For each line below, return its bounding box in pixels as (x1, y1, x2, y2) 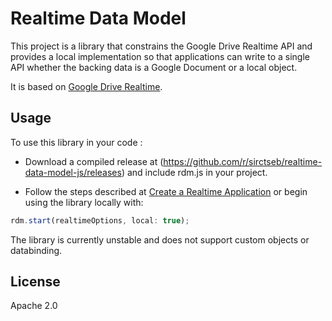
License (10, 273, 61, 291)
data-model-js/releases (24, 166, 122, 178)
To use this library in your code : (10, 136, 143, 148)
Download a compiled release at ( (24, 155, 164, 167)
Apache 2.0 (10, 300, 58, 312)
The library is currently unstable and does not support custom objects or (10, 233, 310, 246)
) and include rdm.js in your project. (121, 166, 268, 178)
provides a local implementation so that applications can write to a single (10, 50, 310, 62)
